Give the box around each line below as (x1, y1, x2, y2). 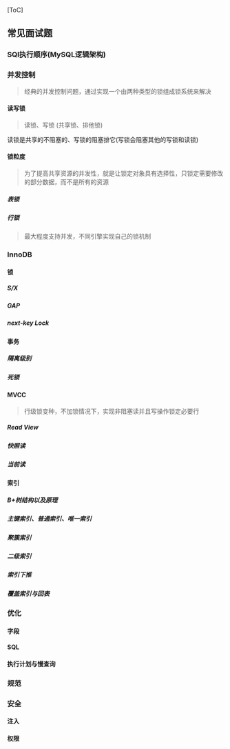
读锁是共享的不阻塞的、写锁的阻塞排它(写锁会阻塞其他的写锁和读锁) (7, 135, 199, 143)
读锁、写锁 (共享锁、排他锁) (23, 121, 103, 129)
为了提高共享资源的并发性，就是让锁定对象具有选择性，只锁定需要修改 (23, 169, 224, 178)
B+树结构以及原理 (7, 496, 58, 504)
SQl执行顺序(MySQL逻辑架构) (7, 50, 106, 59)
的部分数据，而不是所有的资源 (23, 178, 109, 186)
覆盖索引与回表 (7, 589, 50, 597)
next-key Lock (7, 319, 50, 327)
